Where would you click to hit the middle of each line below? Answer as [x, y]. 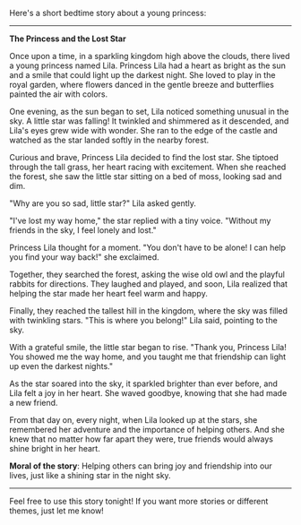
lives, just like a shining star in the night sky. [90, 475]
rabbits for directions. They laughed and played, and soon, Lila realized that [149, 284]
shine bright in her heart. [55, 448]
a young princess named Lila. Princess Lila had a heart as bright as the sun [148, 65]
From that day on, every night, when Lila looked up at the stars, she [133, 420]
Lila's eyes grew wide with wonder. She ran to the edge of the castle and [143, 130]
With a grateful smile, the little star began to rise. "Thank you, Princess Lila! [148, 347]
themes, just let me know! [57, 511]
